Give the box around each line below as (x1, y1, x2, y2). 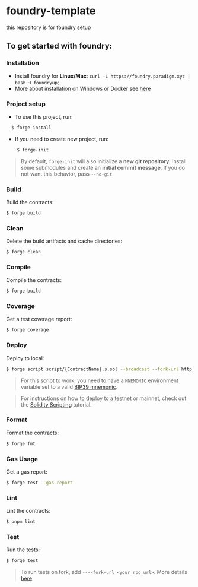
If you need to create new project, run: (14, 135, 109, 142)
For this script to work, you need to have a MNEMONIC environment (20, 377, 179, 384)
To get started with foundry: (6, 41, 113, 51)
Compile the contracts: (6, 277, 62, 284)
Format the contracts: (6, 429, 59, 436)
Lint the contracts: (6, 507, 51, 515)
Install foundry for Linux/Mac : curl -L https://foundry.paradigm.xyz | (14, 72, 191, 80)
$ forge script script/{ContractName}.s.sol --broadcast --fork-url (6, 366, 179, 372)
